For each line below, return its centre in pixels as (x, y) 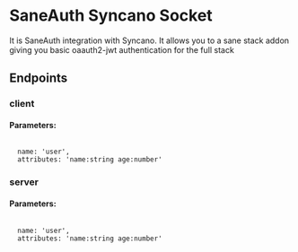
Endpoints (39, 78)
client (22, 104)
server (24, 182)
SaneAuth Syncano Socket (111, 16)
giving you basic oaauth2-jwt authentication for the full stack (122, 49)
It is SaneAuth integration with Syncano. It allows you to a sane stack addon (149, 40)
